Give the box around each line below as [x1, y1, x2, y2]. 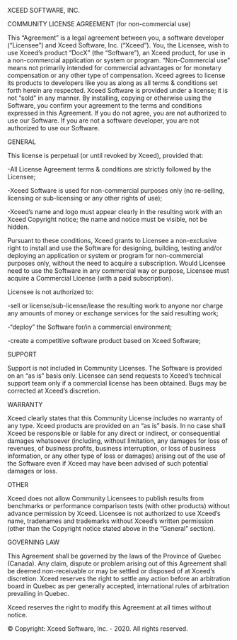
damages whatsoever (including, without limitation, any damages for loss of [7, 437, 228, 445]
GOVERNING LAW [7, 538, 60, 546]
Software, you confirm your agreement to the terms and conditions [7, 101, 202, 109]
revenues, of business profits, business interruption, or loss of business [7, 444, 216, 452]
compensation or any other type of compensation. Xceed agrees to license [7, 71, 226, 79]
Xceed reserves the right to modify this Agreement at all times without [7, 603, 212, 612]
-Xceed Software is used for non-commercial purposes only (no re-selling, [7, 186, 225, 194]
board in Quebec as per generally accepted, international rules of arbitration [7, 582, 230, 590]
